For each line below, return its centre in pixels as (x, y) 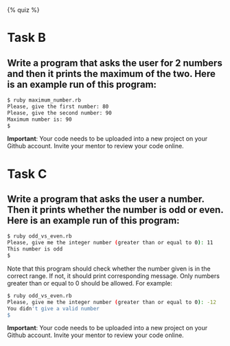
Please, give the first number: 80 (58, 106)
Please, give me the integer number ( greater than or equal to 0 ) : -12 (112, 302)
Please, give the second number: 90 (59, 113)
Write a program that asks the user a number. (106, 199)
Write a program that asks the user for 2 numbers (115, 63)
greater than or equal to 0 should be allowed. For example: (90, 283)
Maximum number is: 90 (39, 119)
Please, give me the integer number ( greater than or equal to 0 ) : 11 (110, 243)
